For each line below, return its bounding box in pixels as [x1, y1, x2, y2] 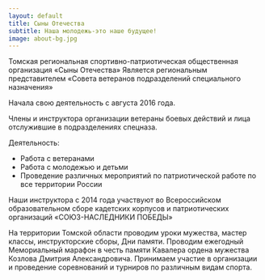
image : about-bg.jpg [8, 34, 78, 43]
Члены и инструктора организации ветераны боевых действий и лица [8, 114, 250, 124]
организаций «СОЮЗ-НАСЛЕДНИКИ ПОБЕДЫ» [8, 212, 174, 223]
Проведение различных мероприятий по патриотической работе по [19, 171, 257, 180]
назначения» [8, 83, 53, 92]
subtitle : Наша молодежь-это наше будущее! [8, 27, 158, 35]
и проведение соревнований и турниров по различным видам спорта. [8, 262, 253, 272]
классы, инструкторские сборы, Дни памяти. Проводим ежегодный [8, 236, 244, 247]
